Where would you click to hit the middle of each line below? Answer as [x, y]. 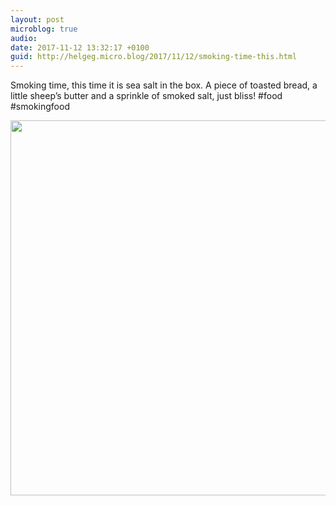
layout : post [37, 19]
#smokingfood [40, 107]
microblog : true [44, 29]
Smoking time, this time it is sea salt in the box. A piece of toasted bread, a [164, 85]
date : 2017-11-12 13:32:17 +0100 [80, 47]
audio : [24, 38]
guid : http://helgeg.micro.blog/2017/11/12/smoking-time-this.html [154, 57]
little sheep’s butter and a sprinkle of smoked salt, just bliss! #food [146, 96]
